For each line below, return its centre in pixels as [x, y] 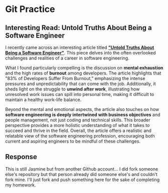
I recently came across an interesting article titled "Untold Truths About [80, 47]
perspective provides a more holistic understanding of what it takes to [77, 125]
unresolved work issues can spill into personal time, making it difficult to [80, 94]
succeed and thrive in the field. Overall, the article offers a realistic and [78, 130]
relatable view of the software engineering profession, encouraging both [80, 136]
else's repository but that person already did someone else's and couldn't [81, 174]
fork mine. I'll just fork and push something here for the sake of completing [82, 179]
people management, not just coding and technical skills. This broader [78, 120]
